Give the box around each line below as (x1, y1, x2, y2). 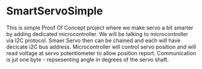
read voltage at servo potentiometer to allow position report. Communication (6, 49, 197, 56)
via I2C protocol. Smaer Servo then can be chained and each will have (6, 37, 181, 44)
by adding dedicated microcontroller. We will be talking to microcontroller (6, 30, 189, 37)
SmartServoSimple (6, 4, 104, 18)
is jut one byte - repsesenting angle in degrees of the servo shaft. (6, 56, 169, 63)
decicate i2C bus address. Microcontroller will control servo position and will (6, 43, 197, 50)
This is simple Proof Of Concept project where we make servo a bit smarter (6, 24, 194, 31)
